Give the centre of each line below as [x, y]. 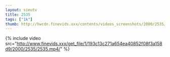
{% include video [23, 38]
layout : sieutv [21, 10]
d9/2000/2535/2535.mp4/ [33, 49]
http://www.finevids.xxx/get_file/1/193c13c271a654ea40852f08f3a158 [90, 44]
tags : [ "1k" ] [19, 19]
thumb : [12, 24]
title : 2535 [18, 15]
